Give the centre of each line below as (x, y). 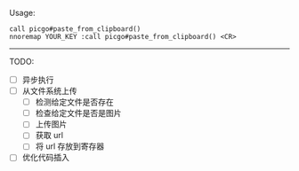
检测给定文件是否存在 (74, 102)
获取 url (49, 136)
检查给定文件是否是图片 (78, 113)
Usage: (22, 13)
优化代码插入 (45, 158)
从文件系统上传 (49, 91)
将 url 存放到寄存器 (70, 146)
